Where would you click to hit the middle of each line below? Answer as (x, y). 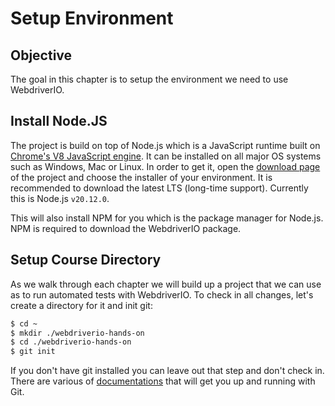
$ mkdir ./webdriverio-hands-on (77, 333)
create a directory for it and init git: (81, 305)
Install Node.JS (59, 121)
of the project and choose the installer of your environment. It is (141, 177)
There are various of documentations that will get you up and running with (163, 381)
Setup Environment (92, 18)
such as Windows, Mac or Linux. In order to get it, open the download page (165, 166)
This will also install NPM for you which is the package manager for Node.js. (167, 218)
